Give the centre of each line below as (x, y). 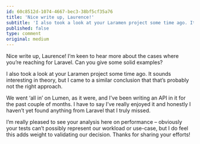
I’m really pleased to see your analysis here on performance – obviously (94, 122)
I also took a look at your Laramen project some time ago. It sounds (89, 74)
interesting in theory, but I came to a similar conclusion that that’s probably (98, 80)
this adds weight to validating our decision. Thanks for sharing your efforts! (98, 135)
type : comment (24, 34)
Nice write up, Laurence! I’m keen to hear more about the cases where (93, 56)
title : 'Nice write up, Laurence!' (50, 17)
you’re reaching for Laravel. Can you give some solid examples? (85, 62)
